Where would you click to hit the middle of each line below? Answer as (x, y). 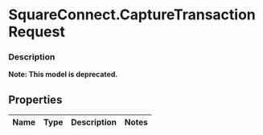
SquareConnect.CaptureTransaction (132, 15)
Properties (35, 99)
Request (37, 32)
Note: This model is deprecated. (63, 75)
